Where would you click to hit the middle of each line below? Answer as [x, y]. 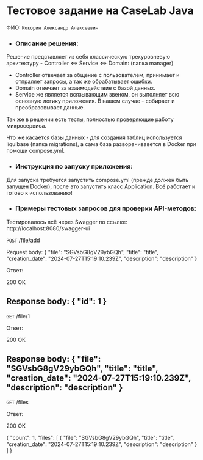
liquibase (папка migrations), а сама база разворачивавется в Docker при [101, 144]
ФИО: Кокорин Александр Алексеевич [52, 27]
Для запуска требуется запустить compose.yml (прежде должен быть [98, 180]
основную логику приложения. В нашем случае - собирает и [95, 101]
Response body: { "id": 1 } [57, 301]
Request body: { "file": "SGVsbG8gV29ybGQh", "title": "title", [83, 252]
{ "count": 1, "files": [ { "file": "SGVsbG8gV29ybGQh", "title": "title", [90, 438]
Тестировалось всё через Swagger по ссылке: [67, 222]
